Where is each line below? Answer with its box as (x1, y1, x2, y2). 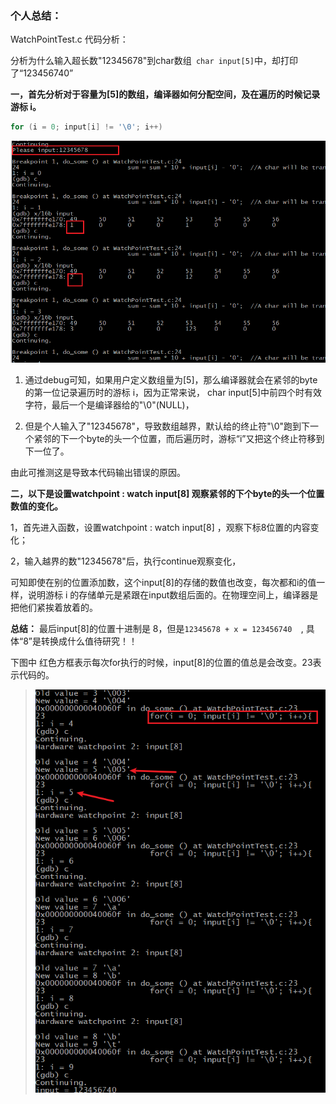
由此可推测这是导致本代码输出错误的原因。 (10, 467, 186, 479)
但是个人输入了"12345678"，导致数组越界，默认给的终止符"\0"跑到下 (24, 420, 311, 432)
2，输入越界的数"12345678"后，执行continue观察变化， (10, 555, 242, 567)
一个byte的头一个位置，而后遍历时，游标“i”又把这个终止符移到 (68, 433, 325, 445)
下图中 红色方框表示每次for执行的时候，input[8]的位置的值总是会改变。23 (10, 657, 313, 669)
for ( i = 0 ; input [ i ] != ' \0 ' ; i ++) (10, 122, 163, 132)
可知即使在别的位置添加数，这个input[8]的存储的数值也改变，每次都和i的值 (10, 577, 317, 589)
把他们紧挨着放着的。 (10, 602, 98, 614)
